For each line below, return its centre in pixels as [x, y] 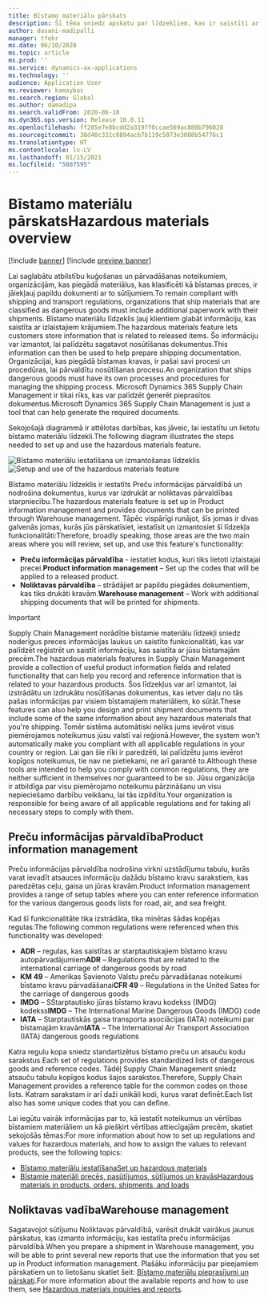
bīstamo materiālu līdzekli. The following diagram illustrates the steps [121, 437]
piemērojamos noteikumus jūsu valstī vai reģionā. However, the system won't [134, 736]
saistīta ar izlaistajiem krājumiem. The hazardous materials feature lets [123, 327]
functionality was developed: [56, 935]
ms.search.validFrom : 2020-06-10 [64, 113]
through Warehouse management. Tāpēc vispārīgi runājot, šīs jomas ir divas [134, 518]
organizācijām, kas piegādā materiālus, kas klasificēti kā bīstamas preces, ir [133, 284]
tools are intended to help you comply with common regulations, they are [129, 769]
